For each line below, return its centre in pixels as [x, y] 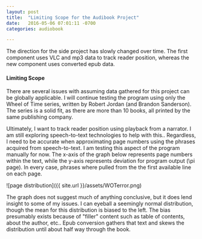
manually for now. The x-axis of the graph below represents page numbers [99, 154]
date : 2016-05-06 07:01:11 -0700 [51, 23]
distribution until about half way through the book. [69, 229]
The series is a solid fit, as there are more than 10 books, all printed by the [98, 111]
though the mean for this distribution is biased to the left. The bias [88, 210]
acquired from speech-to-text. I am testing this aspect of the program [93, 148]
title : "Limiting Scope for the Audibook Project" [73, 18]
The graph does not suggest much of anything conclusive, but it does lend [99, 197]
